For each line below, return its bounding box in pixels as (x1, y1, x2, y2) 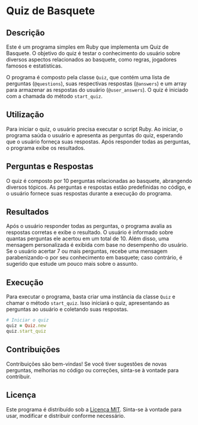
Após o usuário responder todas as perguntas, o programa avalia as (6, 223, 172, 230)
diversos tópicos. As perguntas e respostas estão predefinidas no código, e (6, 183, 191, 191)
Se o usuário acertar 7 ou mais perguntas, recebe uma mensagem (6, 247, 168, 255)
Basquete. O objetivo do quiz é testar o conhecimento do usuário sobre (6, 50, 181, 57)
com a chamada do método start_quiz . (6, 93, 103, 99)
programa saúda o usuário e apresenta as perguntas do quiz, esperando (6, 131, 183, 139)
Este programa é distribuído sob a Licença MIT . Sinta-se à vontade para (6, 405, 182, 413)
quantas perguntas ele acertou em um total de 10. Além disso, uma (6, 235, 170, 242)
